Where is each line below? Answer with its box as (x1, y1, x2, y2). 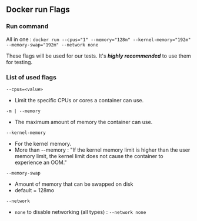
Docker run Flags (6, 5, 71, 15)
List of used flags (6, 73, 57, 81)
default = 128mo (14, 186, 55, 193)
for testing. (6, 58, 33, 65)
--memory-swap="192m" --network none (6, 42, 99, 48)
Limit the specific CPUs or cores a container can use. (14, 96, 144, 103)
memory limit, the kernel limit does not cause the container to (14, 152, 163, 159)
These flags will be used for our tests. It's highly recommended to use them (6, 52, 191, 59)
